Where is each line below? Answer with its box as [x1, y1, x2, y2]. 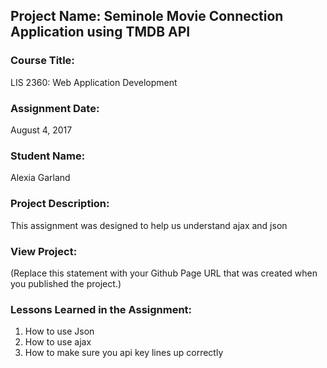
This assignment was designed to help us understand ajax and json [10, 219, 288, 231]
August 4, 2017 [10, 124, 73, 136]
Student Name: [10, 149, 86, 163]
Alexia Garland [10, 172, 71, 184]
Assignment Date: [10, 101, 100, 115]
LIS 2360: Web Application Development [10, 76, 178, 88]
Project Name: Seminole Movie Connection [10, 8, 284, 25]
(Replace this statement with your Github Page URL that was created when [10, 267, 318, 279]
